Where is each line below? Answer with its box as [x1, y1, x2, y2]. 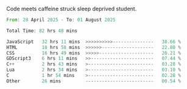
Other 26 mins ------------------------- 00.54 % [6, 78, 182, 84]
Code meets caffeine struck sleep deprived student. [6, 5, 137, 12]
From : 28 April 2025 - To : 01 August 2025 [6, 17, 116, 23]
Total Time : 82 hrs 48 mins [6, 27, 78, 34]
